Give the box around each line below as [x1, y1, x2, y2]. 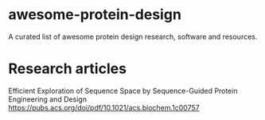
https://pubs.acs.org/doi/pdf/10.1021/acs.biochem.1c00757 [8, 103, 201, 112]
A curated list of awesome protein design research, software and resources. [8, 32, 258, 41]
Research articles [8, 60, 127, 78]
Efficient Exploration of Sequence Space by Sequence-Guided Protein [8, 86, 238, 95]
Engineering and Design [8, 94, 88, 104]
